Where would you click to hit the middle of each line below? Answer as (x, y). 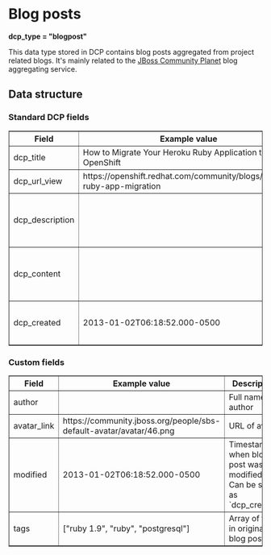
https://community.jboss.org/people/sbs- (142, 420)
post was (246, 464)
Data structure (46, 95)
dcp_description (44, 220)
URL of (242, 425)
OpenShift (102, 162)
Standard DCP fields (49, 118)
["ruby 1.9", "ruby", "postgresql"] (126, 528)
